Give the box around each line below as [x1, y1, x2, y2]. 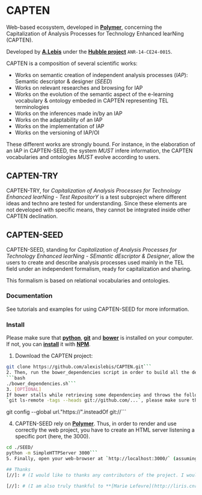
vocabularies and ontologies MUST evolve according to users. [6, 153, 161, 160]
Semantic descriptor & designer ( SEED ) [14, 78, 112, 85]
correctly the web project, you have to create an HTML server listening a [14, 426, 195, 434]
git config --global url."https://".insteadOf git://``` [6, 408, 127, 416]
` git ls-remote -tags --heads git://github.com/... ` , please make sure [6, 397, 189, 403]
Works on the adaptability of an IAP [14, 116, 103, 123]
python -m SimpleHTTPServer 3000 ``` [6, 450, 98, 456]
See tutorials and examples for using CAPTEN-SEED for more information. [6, 305, 189, 313]
